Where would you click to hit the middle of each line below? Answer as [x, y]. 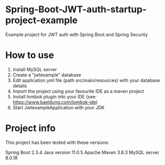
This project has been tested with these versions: [57, 142]
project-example [42, 20]
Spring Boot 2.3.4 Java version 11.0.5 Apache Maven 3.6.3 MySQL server [82, 152]
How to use [30, 55]
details [20, 86]
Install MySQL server [35, 69]
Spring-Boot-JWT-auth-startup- [76, 9]
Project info [30, 128]
